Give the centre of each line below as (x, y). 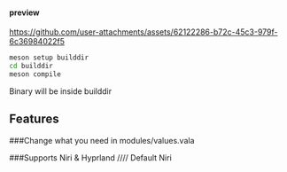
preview (24, 12)
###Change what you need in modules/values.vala (102, 140)
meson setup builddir (49, 58)
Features (34, 119)
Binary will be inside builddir (61, 91)
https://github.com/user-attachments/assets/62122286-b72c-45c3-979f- (143, 32)
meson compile (35, 74)
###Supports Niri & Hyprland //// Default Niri (91, 157)
